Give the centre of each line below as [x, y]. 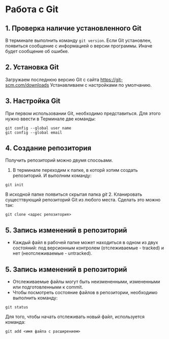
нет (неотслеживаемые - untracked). [52, 253]
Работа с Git [32, 9]
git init [14, 185]
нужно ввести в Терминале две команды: [50, 119]
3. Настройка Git [33, 101]
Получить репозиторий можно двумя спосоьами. [59, 160]
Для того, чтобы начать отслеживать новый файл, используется [75, 317]
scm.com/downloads [27, 85]
